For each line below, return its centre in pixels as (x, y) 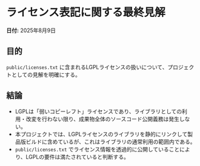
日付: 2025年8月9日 (31, 30)
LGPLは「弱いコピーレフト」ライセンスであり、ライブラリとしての (98, 111)
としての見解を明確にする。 (46, 75)
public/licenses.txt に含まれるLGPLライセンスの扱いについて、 (87, 67)
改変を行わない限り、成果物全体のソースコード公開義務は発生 (103, 119)
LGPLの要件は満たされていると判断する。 (77, 157)
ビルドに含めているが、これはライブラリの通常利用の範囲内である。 (111, 141)
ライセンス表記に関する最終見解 (86, 12)
